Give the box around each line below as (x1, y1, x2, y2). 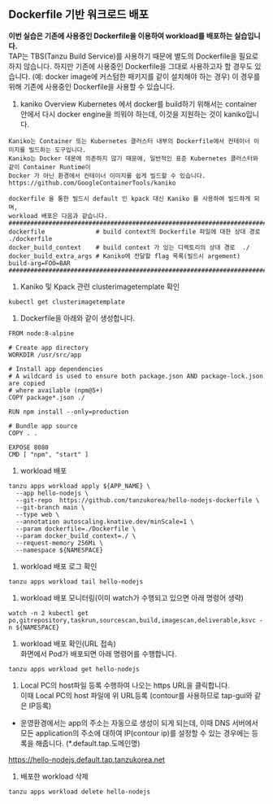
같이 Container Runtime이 (8, 163, 91, 171)
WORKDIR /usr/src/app (8, 351, 82, 359)
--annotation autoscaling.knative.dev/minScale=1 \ (15, 518, 195, 526)
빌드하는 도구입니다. (28, 146, 87, 154)
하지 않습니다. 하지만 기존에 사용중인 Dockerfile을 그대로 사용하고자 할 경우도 (8, 61, 253, 71)
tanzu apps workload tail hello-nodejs (8, 577, 144, 586)
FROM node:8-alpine (8, 329, 75, 338)
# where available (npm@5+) (8, 386, 104, 395)
